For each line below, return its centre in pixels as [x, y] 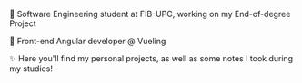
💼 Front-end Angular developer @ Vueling [88, 41]
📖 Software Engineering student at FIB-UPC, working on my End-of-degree [150, 14]
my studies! [31, 69]
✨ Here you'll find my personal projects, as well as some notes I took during [151, 58]
